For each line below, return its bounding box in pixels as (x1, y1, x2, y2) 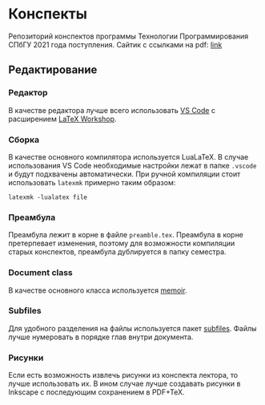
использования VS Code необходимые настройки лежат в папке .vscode (8, 160, 257, 170)
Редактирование (8, 63, 98, 77)
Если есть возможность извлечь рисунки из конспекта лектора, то (8, 371, 239, 380)
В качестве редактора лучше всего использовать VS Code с (8, 105, 216, 115)
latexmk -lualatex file (8, 193, 88, 201)
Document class (8, 267, 74, 278)
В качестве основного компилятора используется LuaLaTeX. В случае (8, 152, 249, 161)
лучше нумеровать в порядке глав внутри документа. (8, 332, 194, 342)
